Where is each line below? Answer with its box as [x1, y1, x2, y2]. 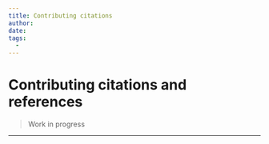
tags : [8, 34, 26, 42]
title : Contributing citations [8, 11, 113, 20]
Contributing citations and [8, 76, 187, 94]
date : [8, 26, 26, 34]
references [8, 93, 83, 111]
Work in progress [27, 119, 86, 129]
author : [8, 19, 34, 27]
